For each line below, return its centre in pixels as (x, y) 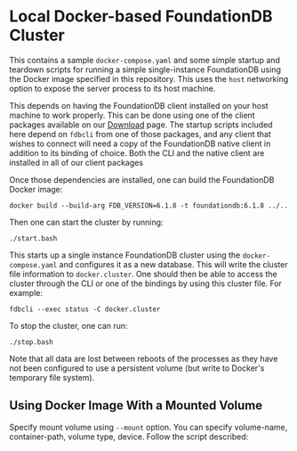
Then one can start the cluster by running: (86, 222)
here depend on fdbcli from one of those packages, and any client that (140, 134)
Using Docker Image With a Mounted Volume (136, 406)
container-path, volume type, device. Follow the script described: (129, 436)
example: (26, 292)
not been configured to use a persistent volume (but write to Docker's (137, 368)
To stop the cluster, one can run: (68, 325)
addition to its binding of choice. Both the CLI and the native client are (137, 152)
